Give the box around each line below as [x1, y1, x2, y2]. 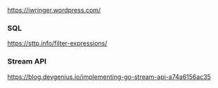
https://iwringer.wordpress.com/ [7, 6, 101, 14]
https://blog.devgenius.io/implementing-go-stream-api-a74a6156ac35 [7, 73, 211, 81]
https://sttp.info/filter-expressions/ [7, 39, 108, 47]
